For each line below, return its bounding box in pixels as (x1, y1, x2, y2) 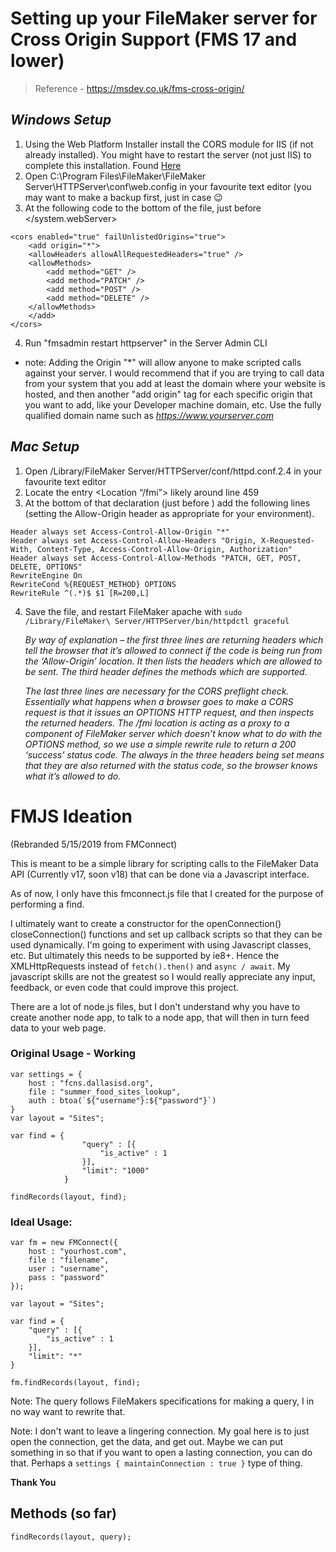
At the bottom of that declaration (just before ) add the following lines (24, 497, 311, 509)
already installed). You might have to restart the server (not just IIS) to (24, 148, 312, 161)
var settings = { (10, 1069, 83, 1079)
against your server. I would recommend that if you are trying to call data (24, 367, 325, 379)
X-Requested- (260, 535, 315, 546)
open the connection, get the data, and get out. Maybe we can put (10, 1436, 284, 1448)
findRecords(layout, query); (10, 1532, 132, 1542)
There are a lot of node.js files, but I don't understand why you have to (10, 1000, 301, 1012)
